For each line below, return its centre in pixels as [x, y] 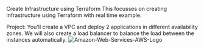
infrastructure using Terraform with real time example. [74, 15]
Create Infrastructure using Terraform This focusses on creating [87, 9]
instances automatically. [37, 40]
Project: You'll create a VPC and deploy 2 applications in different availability [102, 27]
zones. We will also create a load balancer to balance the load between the [100, 33]
